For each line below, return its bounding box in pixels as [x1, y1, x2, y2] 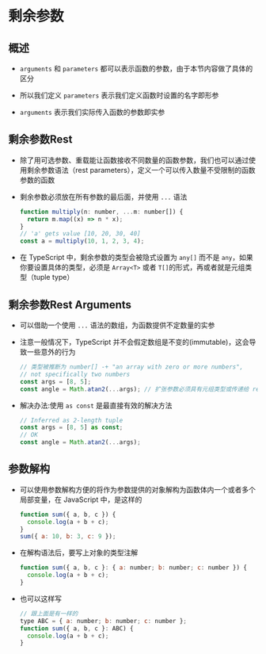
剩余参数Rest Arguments [8, 298, 132, 312]
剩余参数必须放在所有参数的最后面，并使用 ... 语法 [19, 192, 188, 201]
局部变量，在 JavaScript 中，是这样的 [19, 495, 142, 504]
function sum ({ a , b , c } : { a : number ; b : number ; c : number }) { [19, 564, 248, 572]
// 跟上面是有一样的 [19, 610, 78, 618]
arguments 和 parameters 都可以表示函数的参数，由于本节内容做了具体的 [19, 64, 253, 73]
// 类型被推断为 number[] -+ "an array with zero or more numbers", [19, 363, 244, 371]
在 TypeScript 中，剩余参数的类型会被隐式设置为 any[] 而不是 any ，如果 [19, 253, 253, 262]
